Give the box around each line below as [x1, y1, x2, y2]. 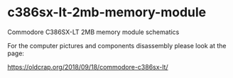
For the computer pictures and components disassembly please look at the [7, 41, 227, 50]
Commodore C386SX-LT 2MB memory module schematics [7, 28, 180, 36]
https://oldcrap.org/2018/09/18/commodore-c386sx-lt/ [7, 62, 168, 71]
